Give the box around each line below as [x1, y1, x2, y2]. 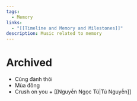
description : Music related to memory [6, 31, 102, 37]
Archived [6, 56, 52, 70]
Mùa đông [14, 82, 40, 89]
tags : [6, 8, 20, 15]
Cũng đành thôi [14, 76, 53, 83]
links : [6, 19, 23, 25]
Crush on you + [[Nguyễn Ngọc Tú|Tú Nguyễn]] [14, 88, 132, 95]
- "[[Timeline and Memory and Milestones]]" [11, 25, 123, 31]
